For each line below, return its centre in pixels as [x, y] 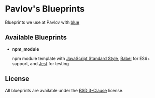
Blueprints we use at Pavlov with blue [42, 22]
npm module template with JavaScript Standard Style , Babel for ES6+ [81, 58]
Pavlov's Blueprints [45, 9]
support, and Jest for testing [40, 63]
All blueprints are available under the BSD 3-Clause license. [64, 90]
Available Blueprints [36, 37]
